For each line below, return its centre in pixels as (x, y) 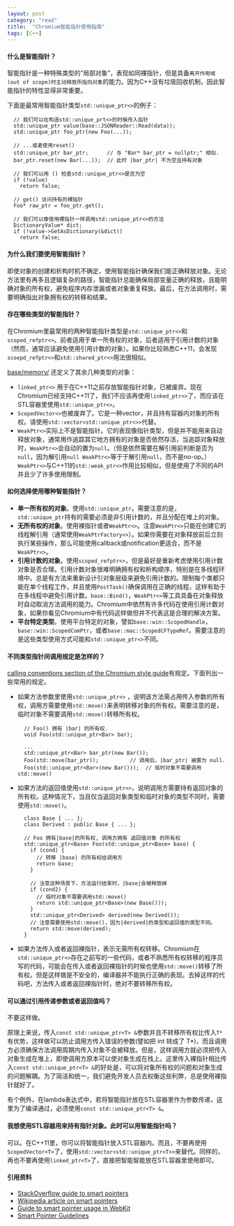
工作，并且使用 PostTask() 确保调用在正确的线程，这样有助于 (140, 587)
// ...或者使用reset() (44, 146)
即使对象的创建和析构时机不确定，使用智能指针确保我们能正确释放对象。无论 (117, 271)
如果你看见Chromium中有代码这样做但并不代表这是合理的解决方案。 (127, 613)
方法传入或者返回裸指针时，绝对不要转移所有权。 (106, 984)
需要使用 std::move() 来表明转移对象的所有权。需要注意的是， (135, 705)
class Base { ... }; (54, 818)
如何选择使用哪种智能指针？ (47, 491)
